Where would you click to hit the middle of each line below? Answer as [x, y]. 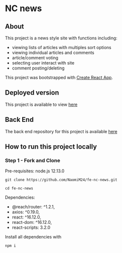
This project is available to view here [41, 104]
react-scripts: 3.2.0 [31, 228]
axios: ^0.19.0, [26, 212]
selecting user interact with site [43, 63]
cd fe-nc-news [19, 188]
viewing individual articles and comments [53, 52]
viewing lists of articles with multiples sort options [62, 47]
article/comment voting [35, 58]
